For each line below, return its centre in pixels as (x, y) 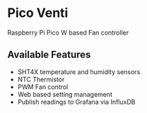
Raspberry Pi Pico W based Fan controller (68, 32)
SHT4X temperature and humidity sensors (79, 71)
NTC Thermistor (41, 79)
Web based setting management (65, 94)
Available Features (49, 55)
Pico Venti (38, 13)
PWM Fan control (43, 87)
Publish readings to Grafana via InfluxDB (76, 102)
